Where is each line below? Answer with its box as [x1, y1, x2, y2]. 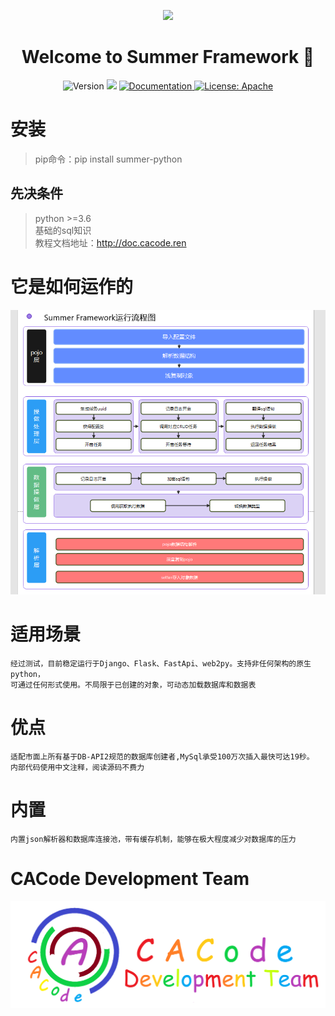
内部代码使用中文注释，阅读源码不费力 [10, 763, 145, 773]
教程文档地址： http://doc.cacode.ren [34, 236, 187, 249]
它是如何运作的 [10, 275, 134, 298]
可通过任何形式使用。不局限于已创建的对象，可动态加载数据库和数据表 [10, 680, 257, 690]
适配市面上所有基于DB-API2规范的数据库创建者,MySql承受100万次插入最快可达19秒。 [10, 752, 315, 762]
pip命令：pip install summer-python [34, 153, 183, 165]
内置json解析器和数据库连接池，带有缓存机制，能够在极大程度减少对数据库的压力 [10, 835, 297, 845]
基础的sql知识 [34, 224, 92, 236]
